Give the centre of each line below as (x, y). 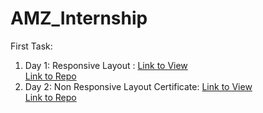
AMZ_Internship (79, 18)
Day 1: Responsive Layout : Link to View (106, 65)
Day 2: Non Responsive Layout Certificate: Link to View (138, 86)
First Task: (31, 46)
